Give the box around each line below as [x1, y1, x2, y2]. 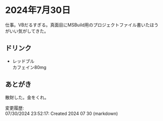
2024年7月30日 [5, 4, 71, 16]
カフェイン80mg [12, 64, 47, 70]
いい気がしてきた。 [9, 28, 49, 34]
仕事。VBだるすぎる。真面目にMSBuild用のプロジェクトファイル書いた [5, 22, 150, 28]
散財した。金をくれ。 [5, 94, 49, 100]
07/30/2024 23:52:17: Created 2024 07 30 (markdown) [5, 110, 118, 117]
